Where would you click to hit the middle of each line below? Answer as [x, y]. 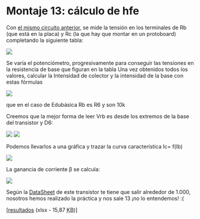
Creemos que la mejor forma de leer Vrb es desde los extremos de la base [98, 116]
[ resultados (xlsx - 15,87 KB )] [42, 209]
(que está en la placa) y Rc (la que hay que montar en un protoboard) [91, 33]
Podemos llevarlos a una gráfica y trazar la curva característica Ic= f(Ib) [95, 146]
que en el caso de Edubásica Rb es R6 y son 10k [66, 104]
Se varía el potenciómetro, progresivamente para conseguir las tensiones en [100, 63]
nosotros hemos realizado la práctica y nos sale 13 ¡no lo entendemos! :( [95, 198]
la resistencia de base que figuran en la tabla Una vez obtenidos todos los [97, 69]
